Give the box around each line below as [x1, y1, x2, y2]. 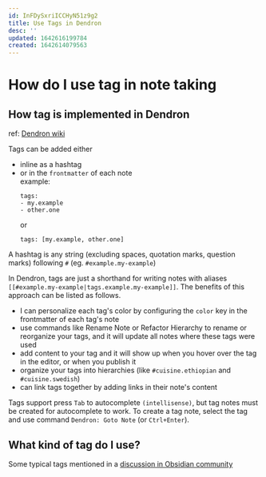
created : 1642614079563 [8, 42, 88, 50]
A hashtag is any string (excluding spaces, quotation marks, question [8, 249, 236, 260]
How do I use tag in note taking [8, 76, 217, 94]
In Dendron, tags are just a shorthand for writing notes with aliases [8, 273, 228, 284]
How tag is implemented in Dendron [8, 107, 190, 121]
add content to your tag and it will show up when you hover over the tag [19, 348, 257, 358]
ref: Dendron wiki [8, 129, 66, 138]
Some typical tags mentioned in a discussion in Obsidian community [8, 459, 233, 468]
